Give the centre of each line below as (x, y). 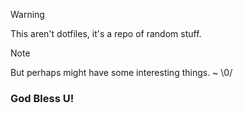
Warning (27, 14)
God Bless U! (42, 98)
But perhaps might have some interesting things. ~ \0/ (121, 72)
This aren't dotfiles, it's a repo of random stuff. (106, 33)
